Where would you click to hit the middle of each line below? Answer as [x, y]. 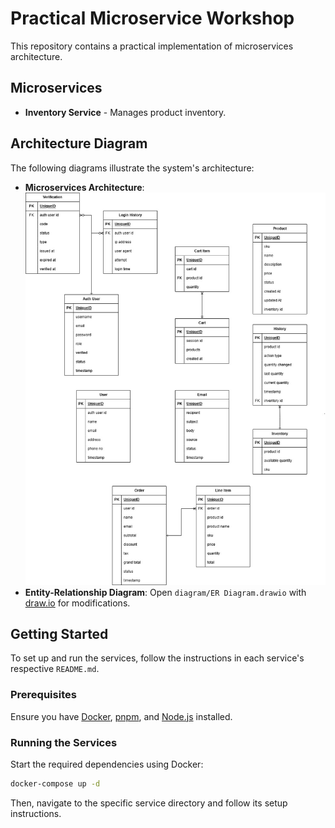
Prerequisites [43, 695]
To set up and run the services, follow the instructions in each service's [157, 658]
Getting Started [59, 633]
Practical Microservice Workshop [152, 18]
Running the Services [64, 742]
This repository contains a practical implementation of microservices [152, 46]
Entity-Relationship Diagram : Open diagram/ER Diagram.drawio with [165, 592]
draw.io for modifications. [77, 603]
